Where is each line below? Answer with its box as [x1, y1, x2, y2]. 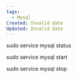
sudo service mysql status [6, 42, 72, 49]
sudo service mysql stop [6, 65, 67, 73]
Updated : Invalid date [6, 25, 63, 32]
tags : [6, 8, 20, 15]
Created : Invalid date [6, 20, 63, 26]
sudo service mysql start [6, 53, 68, 61]
